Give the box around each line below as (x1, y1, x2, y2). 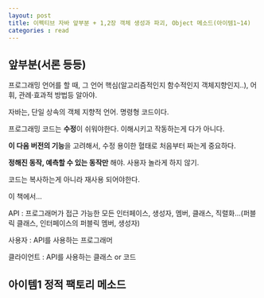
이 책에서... (8, 192, 42, 201)
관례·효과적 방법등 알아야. (18, 91, 98, 100)
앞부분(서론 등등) (8, 57, 87, 72)
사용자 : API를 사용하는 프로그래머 (8, 235, 113, 245)
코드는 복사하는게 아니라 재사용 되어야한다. (8, 175, 141, 184)
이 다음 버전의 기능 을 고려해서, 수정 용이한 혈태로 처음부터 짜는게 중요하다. (8, 141, 236, 151)
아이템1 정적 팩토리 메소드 (8, 277, 126, 291)
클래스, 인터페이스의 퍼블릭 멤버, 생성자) (16, 219, 141, 228)
